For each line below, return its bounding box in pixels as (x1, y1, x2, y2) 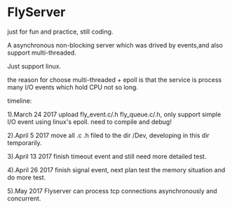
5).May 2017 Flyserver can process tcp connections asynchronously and (7, 186, 217, 195)
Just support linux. (7, 62, 62, 70)
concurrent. (7, 194, 41, 202)
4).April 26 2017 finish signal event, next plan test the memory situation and (7, 165, 226, 174)
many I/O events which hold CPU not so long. (7, 83, 139, 91)
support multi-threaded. (7, 48, 77, 57)
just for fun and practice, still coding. (7, 27, 114, 36)
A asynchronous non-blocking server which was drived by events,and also (7, 41, 223, 49)
